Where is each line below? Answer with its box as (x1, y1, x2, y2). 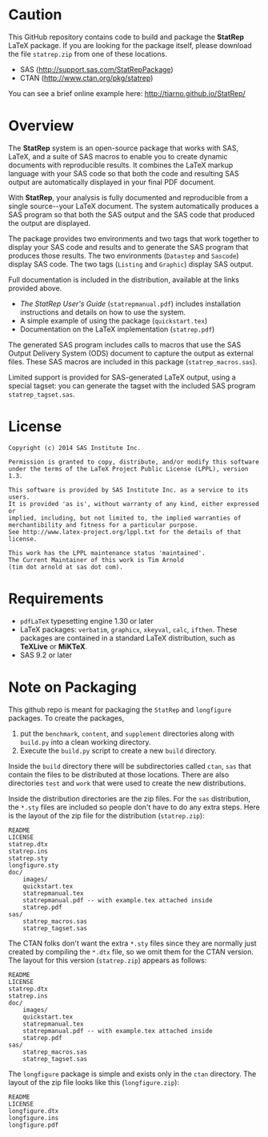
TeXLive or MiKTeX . (19, 641, 88, 651)
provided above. (8, 283, 62, 293)
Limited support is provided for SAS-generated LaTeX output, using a (8, 372, 236, 382)
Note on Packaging (8, 678, 138, 696)
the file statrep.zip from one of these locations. (8, 49, 168, 58)
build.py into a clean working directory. (19, 737, 151, 746)
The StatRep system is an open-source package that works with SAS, (8, 143, 238, 153)
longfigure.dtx (8, 1107, 59, 1115)
